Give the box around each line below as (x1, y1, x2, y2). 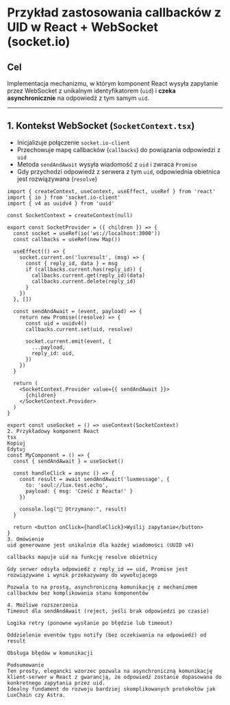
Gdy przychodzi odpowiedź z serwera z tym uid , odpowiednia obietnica (16, 167, 220, 175)
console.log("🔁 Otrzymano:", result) (19, 506, 127, 512)
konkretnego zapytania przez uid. (7, 680, 106, 687)
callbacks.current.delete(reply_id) (31, 277, 136, 285)
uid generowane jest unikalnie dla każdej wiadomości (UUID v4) (7, 541, 194, 549)
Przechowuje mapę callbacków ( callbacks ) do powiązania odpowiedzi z (16, 145, 221, 153)
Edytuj (7, 445, 26, 453)
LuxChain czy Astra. (7, 691, 66, 698)
